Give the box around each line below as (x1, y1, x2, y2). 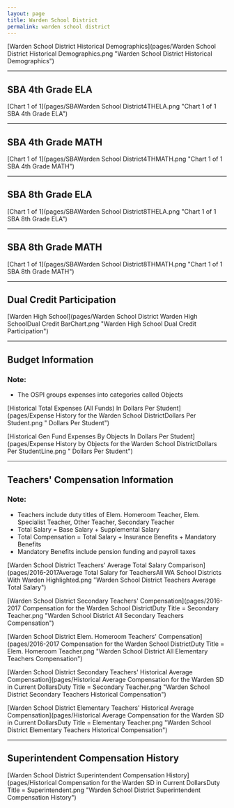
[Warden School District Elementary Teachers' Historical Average (7, 704, 194, 712)
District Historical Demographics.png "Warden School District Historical (7, 49, 212, 58)
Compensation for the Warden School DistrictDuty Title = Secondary (22, 603, 219, 612)
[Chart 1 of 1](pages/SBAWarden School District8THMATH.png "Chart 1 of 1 (7, 260, 223, 268)
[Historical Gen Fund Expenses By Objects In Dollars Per (7, 432, 169, 441)
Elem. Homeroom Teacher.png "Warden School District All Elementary (7, 647, 208, 655)
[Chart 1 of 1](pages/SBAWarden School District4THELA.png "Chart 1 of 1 (7, 102, 217, 111)
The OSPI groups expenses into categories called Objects (17, 390, 183, 399)
